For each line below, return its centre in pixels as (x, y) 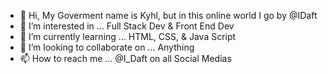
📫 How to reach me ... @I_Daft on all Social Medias (125, 58)
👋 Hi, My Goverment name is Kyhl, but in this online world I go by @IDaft (168, 15)
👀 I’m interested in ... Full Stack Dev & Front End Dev (127, 26)
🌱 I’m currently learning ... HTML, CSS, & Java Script (128, 36)
